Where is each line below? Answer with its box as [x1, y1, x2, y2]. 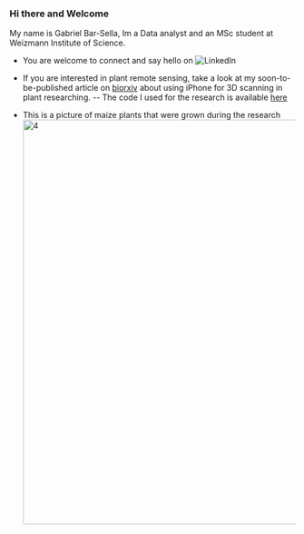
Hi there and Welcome [9, 7, 109, 20]
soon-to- [257, 73, 291, 84]
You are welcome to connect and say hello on [22, 55, 193, 66]
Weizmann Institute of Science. [9, 37, 126, 48]
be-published [22, 83, 74, 94]
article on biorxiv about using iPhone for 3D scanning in [74, 83, 283, 94]
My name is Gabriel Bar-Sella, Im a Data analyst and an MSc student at [9, 28, 274, 39]
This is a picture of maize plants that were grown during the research [22, 110, 281, 121]
